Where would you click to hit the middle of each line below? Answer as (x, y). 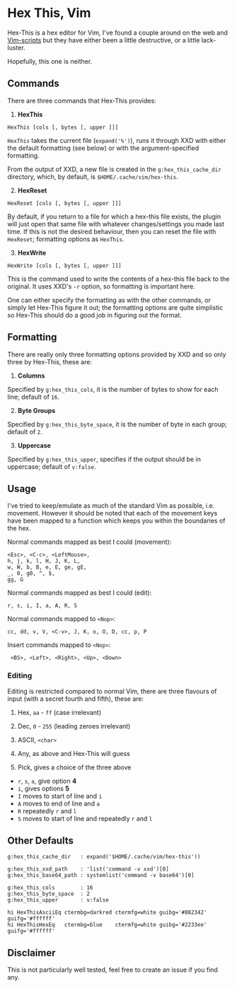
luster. (17, 47)
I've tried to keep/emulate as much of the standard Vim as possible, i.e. (111, 506)
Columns (31, 376)
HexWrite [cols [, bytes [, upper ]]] (64, 266)
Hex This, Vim (49, 13)
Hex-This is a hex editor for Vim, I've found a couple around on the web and (117, 33)
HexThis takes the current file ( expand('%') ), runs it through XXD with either (117, 140)
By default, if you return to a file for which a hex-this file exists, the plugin (114, 216)
